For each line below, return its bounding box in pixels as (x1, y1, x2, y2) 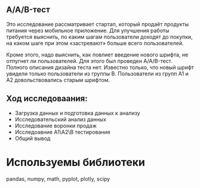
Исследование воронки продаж (14, 122, 97, 129)
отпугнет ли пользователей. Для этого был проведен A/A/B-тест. (6, 57, 173, 64)
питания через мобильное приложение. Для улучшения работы (6, 27, 170, 34)
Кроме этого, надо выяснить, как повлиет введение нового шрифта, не (6, 51, 189, 58)
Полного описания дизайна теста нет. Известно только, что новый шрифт (6, 64, 194, 71)
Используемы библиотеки (6, 155, 145, 169)
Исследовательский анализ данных (14, 115, 106, 123)
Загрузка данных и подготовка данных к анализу (14, 109, 140, 117)
